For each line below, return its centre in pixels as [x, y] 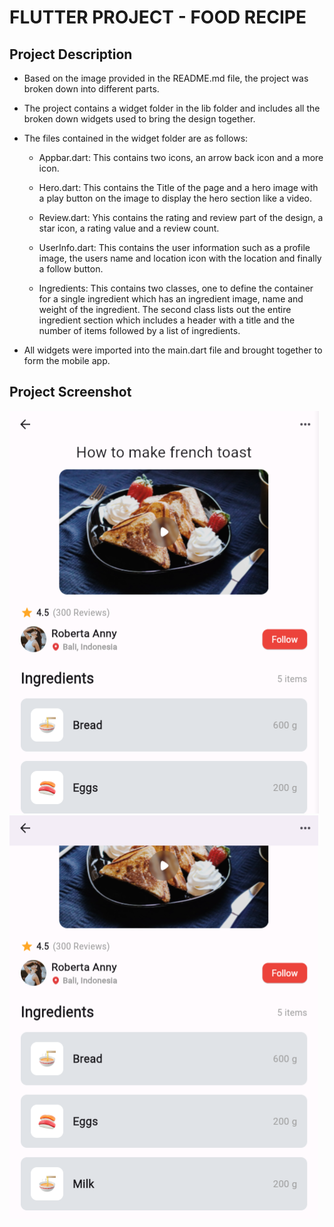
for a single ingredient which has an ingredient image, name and [171, 299]
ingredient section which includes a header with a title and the [167, 320]
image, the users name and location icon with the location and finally [180, 258]
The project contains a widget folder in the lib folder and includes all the [172, 108]
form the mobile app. [67, 360]
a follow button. [71, 269]
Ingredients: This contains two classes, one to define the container [176, 288]
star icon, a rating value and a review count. [129, 228]
